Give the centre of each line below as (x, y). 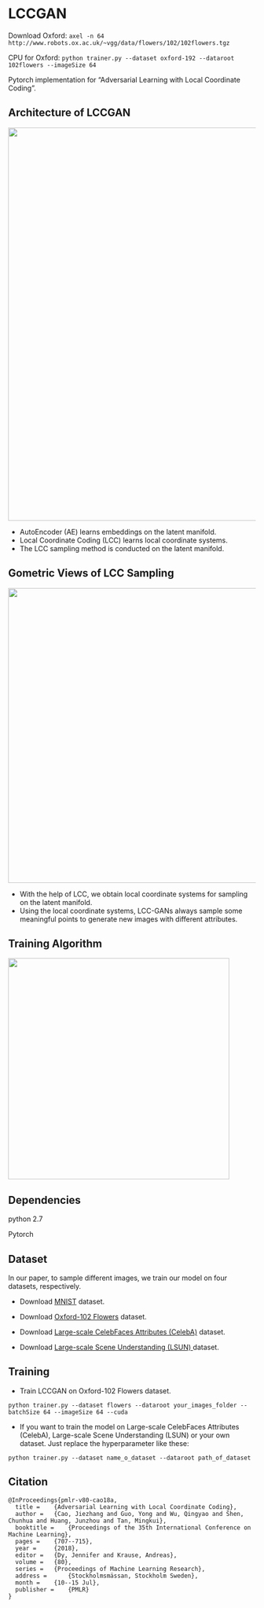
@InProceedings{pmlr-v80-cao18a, (63, 1500)
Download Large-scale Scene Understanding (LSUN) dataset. (119, 1347)
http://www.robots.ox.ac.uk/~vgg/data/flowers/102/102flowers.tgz (119, 43)
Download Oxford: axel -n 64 (56, 35)
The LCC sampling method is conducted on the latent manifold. (122, 548)
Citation (28, 1482)
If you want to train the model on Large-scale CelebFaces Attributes (129, 1426)
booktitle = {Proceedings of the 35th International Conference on (133, 1527)
